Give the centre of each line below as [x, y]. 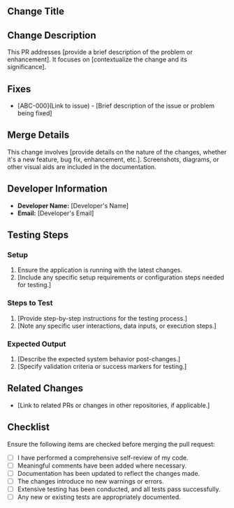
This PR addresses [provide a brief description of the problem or [100, 52]
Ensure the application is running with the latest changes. [100, 270]
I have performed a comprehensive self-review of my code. [103, 458]
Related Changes [45, 388]
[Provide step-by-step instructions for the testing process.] [102, 318]
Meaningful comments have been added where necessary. [102, 465]
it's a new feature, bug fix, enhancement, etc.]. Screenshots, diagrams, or [113, 159]
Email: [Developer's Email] [56, 213]
